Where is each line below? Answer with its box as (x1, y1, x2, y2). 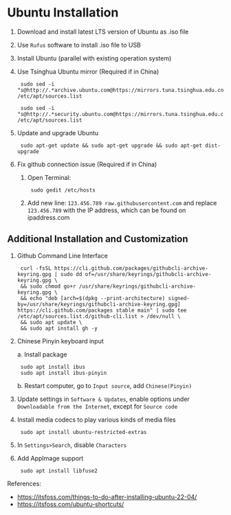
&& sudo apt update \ (20, 319, 82, 325)
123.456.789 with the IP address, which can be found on (27, 206, 186, 214)
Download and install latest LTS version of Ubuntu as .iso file (16, 27, 189, 36)
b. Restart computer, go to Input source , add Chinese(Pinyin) (16, 381, 192, 389)
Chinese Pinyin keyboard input (16, 336, 104, 345)
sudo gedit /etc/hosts (30, 187, 96, 194)
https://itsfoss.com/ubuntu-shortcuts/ (16, 500, 124, 508)
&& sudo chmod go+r (20, 283, 76, 290)
